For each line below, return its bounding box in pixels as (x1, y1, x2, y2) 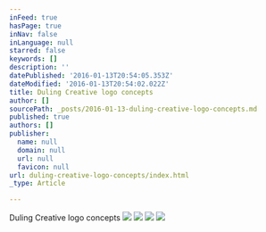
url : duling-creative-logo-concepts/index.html (9, 170, 190, 179)
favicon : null (17, 162, 70, 171)
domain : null (17, 145, 66, 154)
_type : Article (9, 179, 66, 188)
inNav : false (9, 29, 58, 38)
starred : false (9, 46, 66, 55)
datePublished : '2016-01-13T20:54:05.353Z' (9, 71, 174, 80)
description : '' (9, 63, 70, 72)
